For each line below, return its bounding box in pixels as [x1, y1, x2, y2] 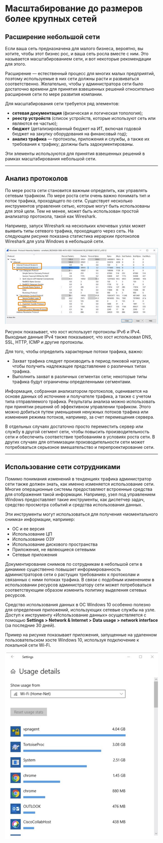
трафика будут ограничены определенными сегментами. [12, 379, 132, 384]
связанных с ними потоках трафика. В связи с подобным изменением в [5, 576, 154, 582]
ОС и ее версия [12, 526, 45, 532]
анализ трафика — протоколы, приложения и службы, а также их [12, 136, 149, 142]
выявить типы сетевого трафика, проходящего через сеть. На [5, 228, 134, 234]
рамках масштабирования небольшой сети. [5, 156, 97, 161]
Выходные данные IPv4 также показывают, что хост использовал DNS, [5, 334, 153, 340]
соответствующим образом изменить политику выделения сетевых [5, 587, 147, 593]
